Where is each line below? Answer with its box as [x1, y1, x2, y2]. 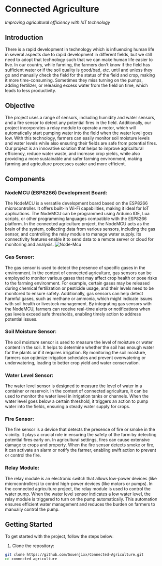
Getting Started [5, 520, 53, 529]
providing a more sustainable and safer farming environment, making [5, 156, 143, 161]
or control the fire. [5, 452, 41, 458]
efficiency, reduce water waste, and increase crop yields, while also [5, 150, 140, 156]
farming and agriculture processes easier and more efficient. [5, 161, 126, 167]
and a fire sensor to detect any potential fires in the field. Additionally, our [5, 120, 151, 126]
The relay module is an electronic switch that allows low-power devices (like [5, 475, 157, 481]
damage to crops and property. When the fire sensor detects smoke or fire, [5, 442, 155, 448]
